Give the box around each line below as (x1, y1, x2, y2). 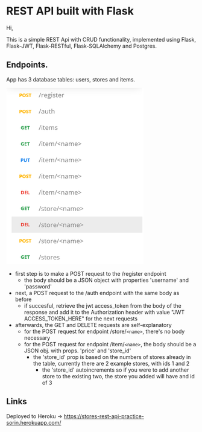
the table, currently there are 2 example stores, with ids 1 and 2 (33, 360, 190, 367)
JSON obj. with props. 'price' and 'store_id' (24, 347, 131, 354)
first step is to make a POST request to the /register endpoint (14, 270, 166, 277)
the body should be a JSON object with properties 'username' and (24, 276, 189, 284)
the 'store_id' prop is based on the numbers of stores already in (33, 353, 191, 360)
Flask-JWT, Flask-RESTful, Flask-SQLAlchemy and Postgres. (6, 42, 157, 49)
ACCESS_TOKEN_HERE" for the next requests (24, 315, 137, 322)
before (14, 296, 32, 303)
